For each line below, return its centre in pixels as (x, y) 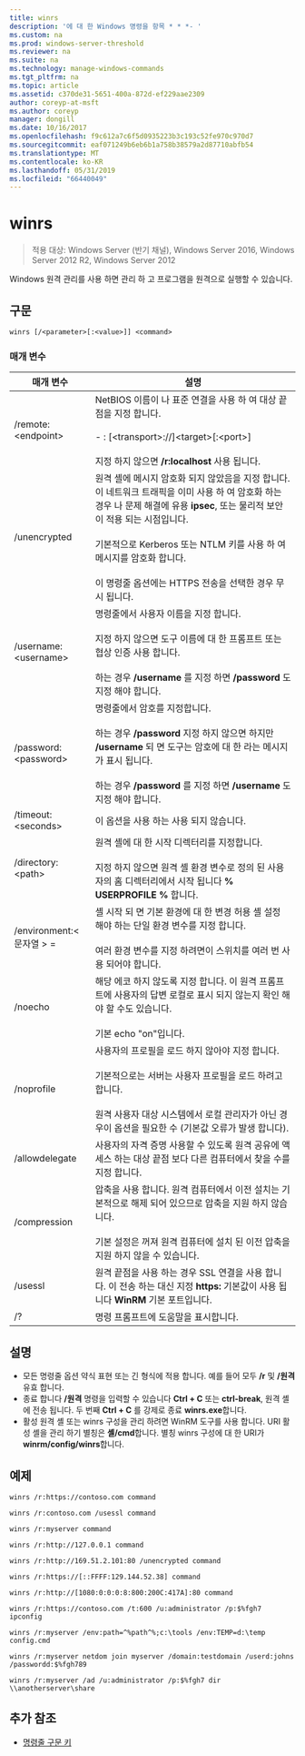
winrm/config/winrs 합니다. (74, 1445)
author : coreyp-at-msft (54, 102)
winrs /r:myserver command (60, 1529)
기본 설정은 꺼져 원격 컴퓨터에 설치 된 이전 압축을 (192, 1242)
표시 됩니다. (129, 761)
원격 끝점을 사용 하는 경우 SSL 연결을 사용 (179, 1273)
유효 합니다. (44, 1387)
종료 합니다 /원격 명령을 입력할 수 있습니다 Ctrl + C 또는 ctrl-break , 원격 (151, 1399)
